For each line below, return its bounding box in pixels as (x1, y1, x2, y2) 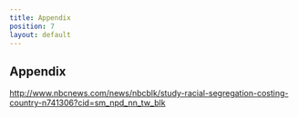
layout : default (9, 30, 71, 39)
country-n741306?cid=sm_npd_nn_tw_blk (9, 97, 166, 109)
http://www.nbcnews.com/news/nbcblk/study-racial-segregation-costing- (9, 88, 289, 99)
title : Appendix (9, 13, 71, 23)
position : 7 (9, 22, 55, 31)
